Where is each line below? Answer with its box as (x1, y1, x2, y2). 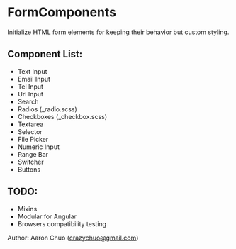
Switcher (17, 157, 44, 166)
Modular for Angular (17, 212, 77, 221)
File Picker (17, 135, 49, 143)
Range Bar (17, 150, 48, 158)
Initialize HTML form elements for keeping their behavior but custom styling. (7, 28, 230, 36)
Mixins (17, 204, 38, 213)
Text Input (17, 67, 47, 75)
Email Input (17, 74, 51, 83)
